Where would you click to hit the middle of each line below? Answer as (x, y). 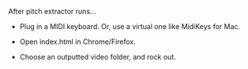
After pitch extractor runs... (52, 11)
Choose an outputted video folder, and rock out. (98, 57)
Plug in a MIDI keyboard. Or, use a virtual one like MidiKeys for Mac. (130, 26)
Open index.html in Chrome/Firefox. (78, 42)
